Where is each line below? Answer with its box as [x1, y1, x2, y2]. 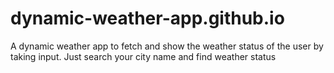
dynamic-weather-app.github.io [10, 7, 285, 30]
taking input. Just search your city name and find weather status [10, 50, 277, 62]
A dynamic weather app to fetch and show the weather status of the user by [10, 40, 324, 52]
